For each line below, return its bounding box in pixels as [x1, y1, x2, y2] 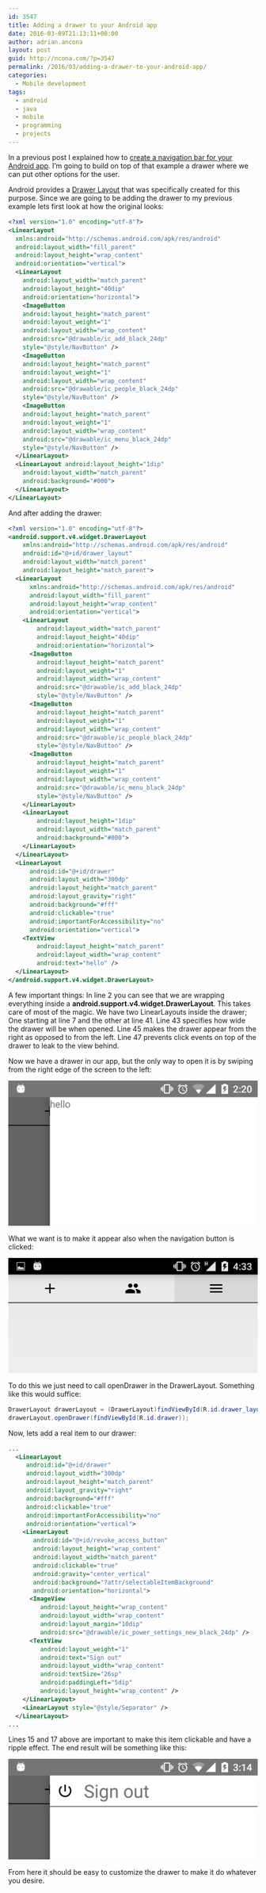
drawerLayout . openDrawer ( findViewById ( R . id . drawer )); [8, 1413, 190, 1422]
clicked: [8, 1241, 34, 1252]
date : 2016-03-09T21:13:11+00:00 [8, 29, 119, 37]
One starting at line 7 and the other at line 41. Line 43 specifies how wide [8, 1015, 246, 1025]
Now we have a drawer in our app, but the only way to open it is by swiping [8, 1056, 253, 1065]
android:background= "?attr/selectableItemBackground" [32, 1578, 215, 1586]
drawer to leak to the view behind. [8, 1041, 120, 1050]
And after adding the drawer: [8, 508, 103, 518]
